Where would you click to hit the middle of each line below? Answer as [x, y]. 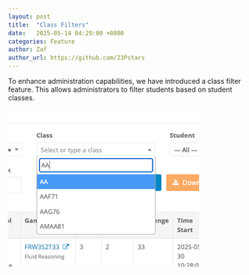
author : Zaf [27, 50]
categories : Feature [42, 42]
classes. [22, 98]
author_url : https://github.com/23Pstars [77, 58]
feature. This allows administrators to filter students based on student [120, 89]
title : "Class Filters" [49, 25]
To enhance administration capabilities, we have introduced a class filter [125, 81]
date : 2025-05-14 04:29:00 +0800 [66, 33]
